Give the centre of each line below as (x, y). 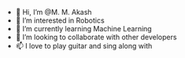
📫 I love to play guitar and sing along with (84, 46)
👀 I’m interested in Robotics (60, 20)
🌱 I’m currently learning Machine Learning (83, 29)
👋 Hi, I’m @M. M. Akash (54, 12)
